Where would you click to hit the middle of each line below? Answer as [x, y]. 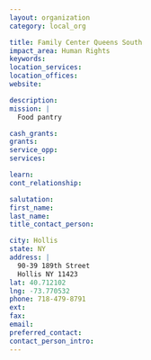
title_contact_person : [52, 225]
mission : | [30, 109]
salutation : [31, 199]
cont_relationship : [46, 183]
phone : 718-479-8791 [48, 299]
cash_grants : [34, 133]
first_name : [31, 208]
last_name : [30, 216]
